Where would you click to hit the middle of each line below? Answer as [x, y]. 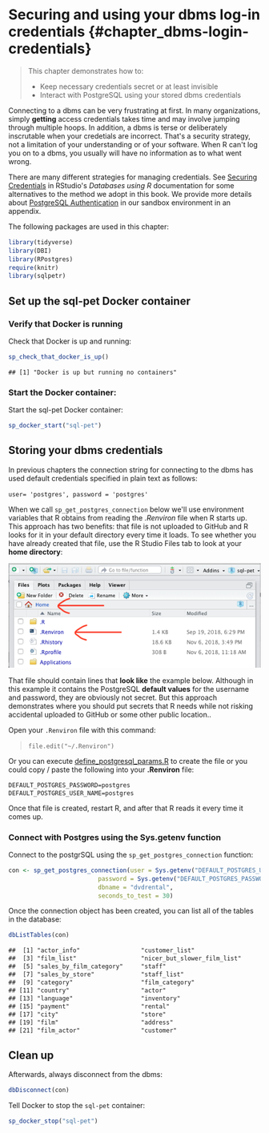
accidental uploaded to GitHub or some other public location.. [110, 714]
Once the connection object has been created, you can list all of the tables [131, 911]
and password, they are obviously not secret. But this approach [113, 697]
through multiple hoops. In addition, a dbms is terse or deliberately [118, 127]
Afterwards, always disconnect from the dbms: [85, 1075]
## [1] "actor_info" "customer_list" [102, 950]
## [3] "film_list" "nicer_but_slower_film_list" [125, 958]
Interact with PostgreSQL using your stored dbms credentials [141, 94]
